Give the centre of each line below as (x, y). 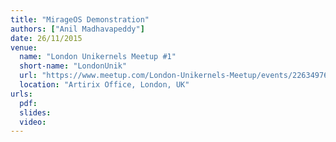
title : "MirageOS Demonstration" (80, 19)
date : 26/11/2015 (46, 38)
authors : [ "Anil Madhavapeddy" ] (77, 29)
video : (33, 122)
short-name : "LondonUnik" (73, 66)
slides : (35, 112)
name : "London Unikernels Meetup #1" (98, 57)
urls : (21, 94)
